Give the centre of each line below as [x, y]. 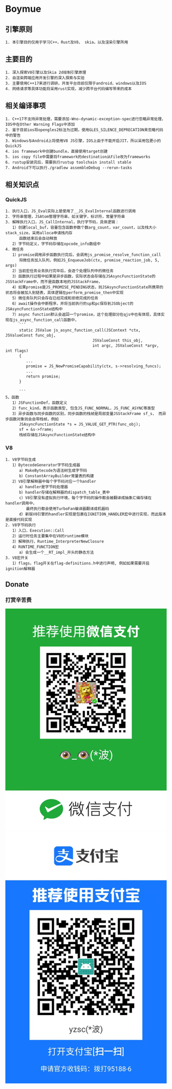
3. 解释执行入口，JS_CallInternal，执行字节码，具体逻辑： [62, 222]
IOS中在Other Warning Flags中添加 [40, 124]
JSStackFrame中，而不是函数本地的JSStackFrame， [54, 282]
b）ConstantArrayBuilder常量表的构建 [56, 476]
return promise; [43, 377]
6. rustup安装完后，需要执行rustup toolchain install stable [68, 162]
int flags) [17, 351]
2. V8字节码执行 [21, 525]
